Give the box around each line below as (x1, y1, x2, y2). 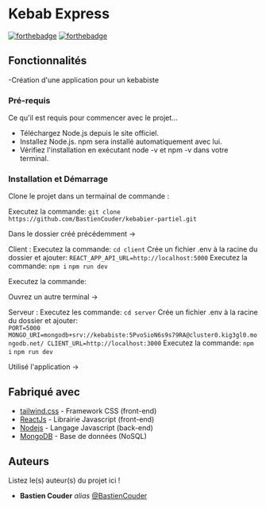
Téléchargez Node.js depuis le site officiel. (19, 129, 159, 138)
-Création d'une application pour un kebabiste (8, 75, 160, 84)
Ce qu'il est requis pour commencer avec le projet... (8, 113, 179, 123)
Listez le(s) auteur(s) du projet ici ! (8, 475, 121, 485)
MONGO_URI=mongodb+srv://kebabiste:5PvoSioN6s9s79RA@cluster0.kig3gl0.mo (8, 331, 258, 340)
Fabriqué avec (8, 385, 81, 398)
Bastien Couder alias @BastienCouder (19, 491, 148, 500)
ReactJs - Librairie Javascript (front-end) (19, 414, 155, 425)
